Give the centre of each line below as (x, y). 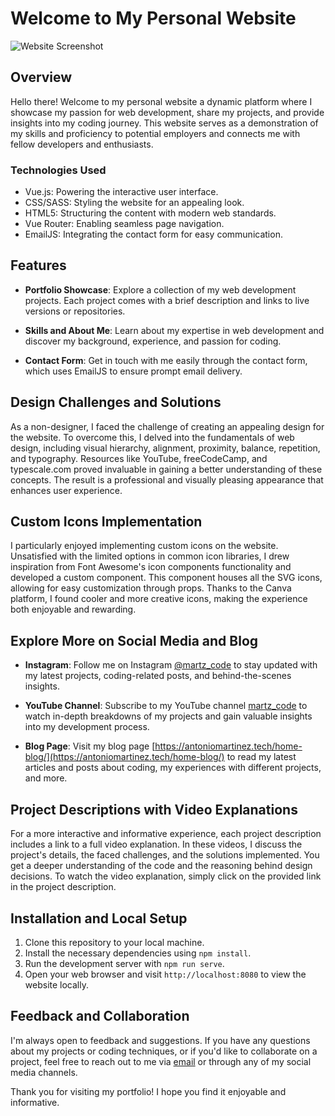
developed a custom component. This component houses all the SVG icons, (166, 578)
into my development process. (87, 727)
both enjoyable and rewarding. (73, 609)
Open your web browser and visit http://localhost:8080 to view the (165, 974)
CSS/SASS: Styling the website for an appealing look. (134, 203)
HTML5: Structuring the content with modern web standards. (150, 213)
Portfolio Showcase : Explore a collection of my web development (160, 289)
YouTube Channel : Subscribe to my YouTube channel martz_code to (166, 706)
